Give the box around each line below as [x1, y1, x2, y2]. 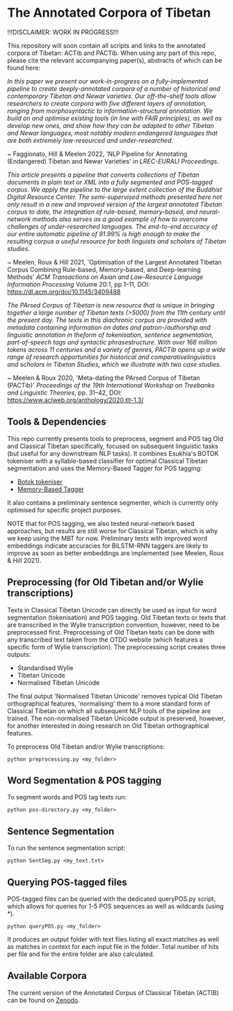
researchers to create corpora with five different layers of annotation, [7, 99, 207, 107]
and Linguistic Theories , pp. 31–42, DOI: [7, 388, 122, 397]
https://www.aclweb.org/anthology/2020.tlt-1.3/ [7, 395, 144, 404]
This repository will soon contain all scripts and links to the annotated [7, 41, 206, 49]
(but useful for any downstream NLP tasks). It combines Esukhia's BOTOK [7, 449, 219, 457]
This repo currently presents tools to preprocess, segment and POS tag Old [7, 434, 224, 443]
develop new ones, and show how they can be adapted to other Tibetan [7, 121, 214, 129]
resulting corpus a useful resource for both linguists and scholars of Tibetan [7, 237, 227, 245]
